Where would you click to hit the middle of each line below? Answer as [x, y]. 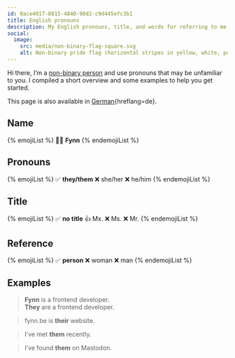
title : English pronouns [43, 20]
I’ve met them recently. [58, 334]
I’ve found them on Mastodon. [68, 347]
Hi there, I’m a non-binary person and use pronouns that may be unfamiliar [115, 73]
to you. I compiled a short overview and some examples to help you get [110, 80]
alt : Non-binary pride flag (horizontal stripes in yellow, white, [120, 53]
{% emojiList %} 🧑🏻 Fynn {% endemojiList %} [73, 140]
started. [19, 88]
